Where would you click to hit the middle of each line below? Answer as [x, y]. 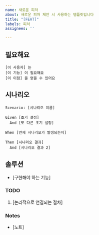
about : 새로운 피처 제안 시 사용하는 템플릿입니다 [49, 15]
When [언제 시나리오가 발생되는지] [36, 132]
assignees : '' [20, 29]
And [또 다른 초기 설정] [32, 123]
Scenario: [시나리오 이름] [30, 108]
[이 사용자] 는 [18, 67]
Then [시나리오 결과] [24, 142]
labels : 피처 [18, 24]
